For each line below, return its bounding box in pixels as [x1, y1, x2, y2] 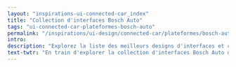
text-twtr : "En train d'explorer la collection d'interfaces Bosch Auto [7, 50, 225, 57]
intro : [7, 36, 27, 43]
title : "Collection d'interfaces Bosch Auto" [7, 17, 143, 24]
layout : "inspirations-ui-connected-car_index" [7, 10, 150, 17]
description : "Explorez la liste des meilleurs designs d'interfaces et [7, 43, 225, 50]
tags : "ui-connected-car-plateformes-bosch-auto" [7, 23, 156, 30]
